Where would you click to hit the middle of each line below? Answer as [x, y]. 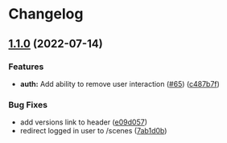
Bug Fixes [28, 104]
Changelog [46, 14]
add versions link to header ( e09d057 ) [83, 122]
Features [26, 67]
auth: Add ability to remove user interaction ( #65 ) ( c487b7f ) [120, 84]
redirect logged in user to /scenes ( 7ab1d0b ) [93, 131]
